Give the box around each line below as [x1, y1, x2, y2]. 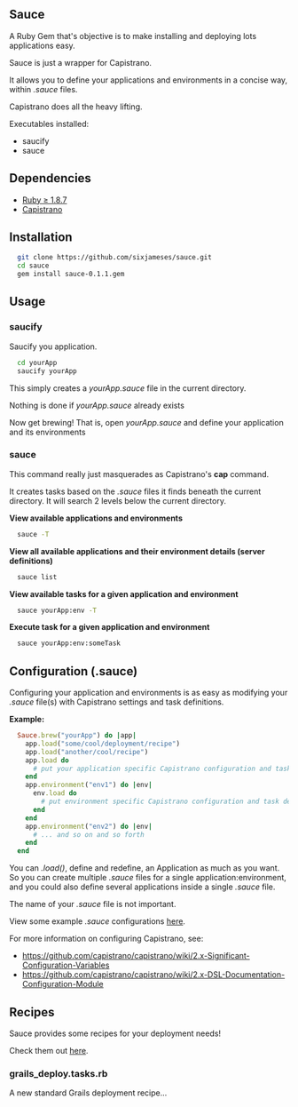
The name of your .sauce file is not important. [9, 899, 176, 910]
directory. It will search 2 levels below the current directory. [9, 495, 226, 506]
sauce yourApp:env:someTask [17, 639, 122, 648]
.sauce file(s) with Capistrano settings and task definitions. [9, 697, 224, 707]
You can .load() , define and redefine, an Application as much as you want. [9, 863, 280, 873]
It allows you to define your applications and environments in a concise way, [9, 75, 288, 85]
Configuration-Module [21, 979, 104, 990]
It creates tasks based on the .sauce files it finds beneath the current [9, 486, 262, 497]
